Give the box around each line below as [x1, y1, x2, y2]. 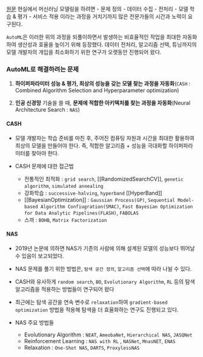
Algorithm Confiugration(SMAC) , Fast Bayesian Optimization [40, 202, 193, 210]
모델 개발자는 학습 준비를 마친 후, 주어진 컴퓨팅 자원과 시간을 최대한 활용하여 [15, 134, 195, 141]
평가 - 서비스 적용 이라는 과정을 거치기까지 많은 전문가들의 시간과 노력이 [17, 13, 187, 20]
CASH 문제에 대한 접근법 [15, 162, 74, 170]
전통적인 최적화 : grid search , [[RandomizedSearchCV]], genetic [24, 175, 184, 182]
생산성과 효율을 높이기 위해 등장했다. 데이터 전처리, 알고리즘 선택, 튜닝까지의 [17, 41, 197, 48]
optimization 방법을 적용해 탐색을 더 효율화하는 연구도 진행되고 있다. [15, 305, 179, 313]
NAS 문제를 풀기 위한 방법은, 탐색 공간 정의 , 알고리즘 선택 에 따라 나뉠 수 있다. [15, 265, 192, 272]
